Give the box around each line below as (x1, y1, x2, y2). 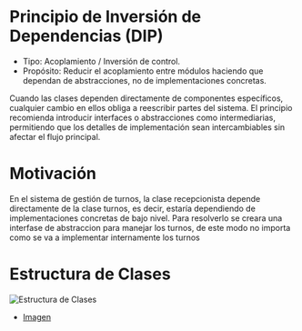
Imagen (22, 311, 52, 322)
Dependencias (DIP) (9, 25, 164, 46)
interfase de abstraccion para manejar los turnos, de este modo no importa (9, 222, 291, 233)
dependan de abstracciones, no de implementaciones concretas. (22, 75, 267, 85)
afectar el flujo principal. (9, 131, 101, 142)
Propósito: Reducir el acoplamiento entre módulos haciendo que (22, 65, 264, 76)
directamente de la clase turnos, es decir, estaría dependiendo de (9, 203, 257, 214)
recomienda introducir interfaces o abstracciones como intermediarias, (9, 112, 276, 123)
